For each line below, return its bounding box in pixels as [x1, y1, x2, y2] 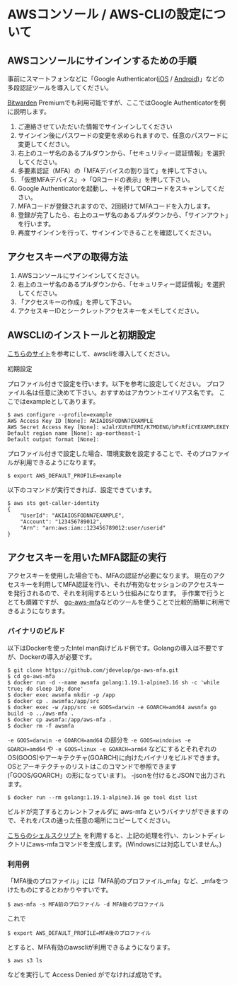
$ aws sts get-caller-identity [7, 499, 100, 506]
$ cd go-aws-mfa [7, 672, 55, 680]
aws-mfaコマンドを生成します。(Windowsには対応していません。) [31, 839, 222, 849]
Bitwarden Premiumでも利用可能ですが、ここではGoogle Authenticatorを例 [7, 98, 226, 107]
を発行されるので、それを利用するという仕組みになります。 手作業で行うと [7, 589, 225, 598]
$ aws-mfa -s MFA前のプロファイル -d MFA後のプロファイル [7, 901, 165, 909]
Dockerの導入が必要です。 [19, 652, 96, 661]
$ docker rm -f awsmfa [7, 722, 74, 729]
